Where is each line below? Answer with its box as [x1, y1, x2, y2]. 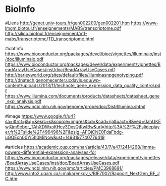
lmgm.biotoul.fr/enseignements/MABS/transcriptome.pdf [5, 25, 121, 31]
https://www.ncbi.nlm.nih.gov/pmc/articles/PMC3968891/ [5, 165, 123, 171]
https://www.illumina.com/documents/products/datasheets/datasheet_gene [5, 93, 160, 99]
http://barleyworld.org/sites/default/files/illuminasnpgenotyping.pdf [5, 72, 143, 78]
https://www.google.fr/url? [21, 113, 76, 119]
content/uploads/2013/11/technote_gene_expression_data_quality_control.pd [5, 82, 161, 88]
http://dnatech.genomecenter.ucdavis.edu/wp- [5, 77, 101, 83]
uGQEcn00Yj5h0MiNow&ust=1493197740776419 [5, 134, 105, 140]
